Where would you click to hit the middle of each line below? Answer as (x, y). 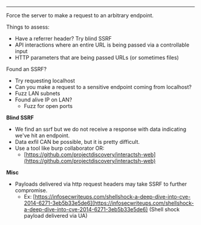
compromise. (31, 190)
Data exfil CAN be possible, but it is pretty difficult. (77, 142)
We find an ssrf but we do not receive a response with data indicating (100, 129)
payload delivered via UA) (56, 216)
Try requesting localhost (45, 81)
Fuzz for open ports (48, 106)
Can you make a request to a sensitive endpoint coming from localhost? (103, 87)
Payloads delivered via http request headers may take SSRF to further (101, 184)
